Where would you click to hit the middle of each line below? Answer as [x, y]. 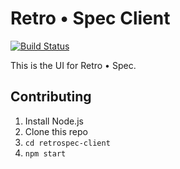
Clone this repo [56, 131]
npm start [45, 153]
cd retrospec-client [67, 143]
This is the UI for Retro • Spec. [73, 65]
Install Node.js [54, 121]
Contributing [51, 97]
